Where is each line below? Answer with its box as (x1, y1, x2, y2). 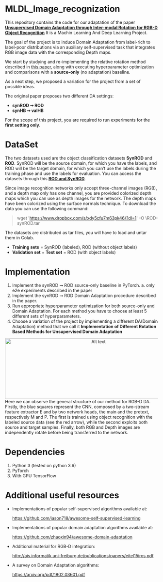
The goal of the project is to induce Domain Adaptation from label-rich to (5, 39, 150, 45)
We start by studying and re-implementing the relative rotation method (5, 59, 146, 64)
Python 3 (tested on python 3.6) (12, 462, 76, 468)
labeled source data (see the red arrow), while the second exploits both (5, 419, 148, 425)
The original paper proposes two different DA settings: (5, 93, 114, 99)
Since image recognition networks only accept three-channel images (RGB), (5, 185, 157, 191)
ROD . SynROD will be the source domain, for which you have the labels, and (5, 160, 157, 166)
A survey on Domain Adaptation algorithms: (12, 562, 99, 568)
